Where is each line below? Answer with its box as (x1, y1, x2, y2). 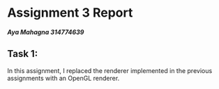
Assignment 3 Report (7, 5, 133, 21)
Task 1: (7, 48, 38, 60)
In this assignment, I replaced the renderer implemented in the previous (7, 66, 213, 74)
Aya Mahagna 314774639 (7, 28, 84, 36)
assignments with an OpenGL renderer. (7, 74, 120, 82)
